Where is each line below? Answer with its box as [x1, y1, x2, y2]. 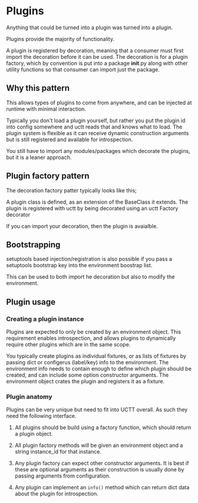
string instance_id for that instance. [14, 448, 102, 455]
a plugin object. [14, 430, 54, 438]
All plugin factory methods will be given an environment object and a [14, 442, 183, 449]
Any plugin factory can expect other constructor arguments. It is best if [14, 460, 189, 467]
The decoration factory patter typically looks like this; [6, 186, 137, 194]
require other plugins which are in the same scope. [6, 341, 131, 348]
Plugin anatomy [6, 392, 52, 401]
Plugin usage [6, 296, 56, 307]
